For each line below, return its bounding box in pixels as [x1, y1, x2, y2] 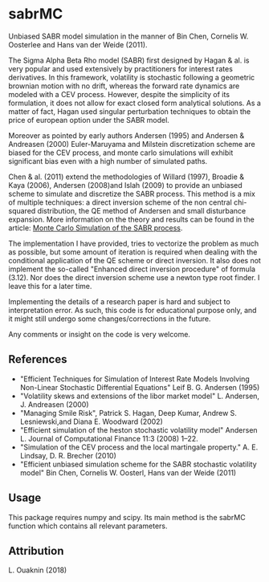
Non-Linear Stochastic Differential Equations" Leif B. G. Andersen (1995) [19, 382, 260, 392]
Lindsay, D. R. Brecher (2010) [19, 450, 116, 460]
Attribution [8, 543, 64, 558]
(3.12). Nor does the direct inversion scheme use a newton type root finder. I [8, 272, 260, 282]
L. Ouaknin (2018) [8, 565, 67, 575]
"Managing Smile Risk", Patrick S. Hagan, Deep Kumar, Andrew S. [19, 408, 237, 417]
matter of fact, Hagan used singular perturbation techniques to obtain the [8, 106, 251, 116]
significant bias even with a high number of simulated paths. [8, 156, 208, 165]
